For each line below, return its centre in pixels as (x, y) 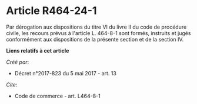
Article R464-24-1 (51, 11)
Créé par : (18, 62)
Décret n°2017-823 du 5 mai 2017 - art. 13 (65, 73)
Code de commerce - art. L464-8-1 (58, 96)
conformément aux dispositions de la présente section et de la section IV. (95, 39)
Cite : (12, 84)
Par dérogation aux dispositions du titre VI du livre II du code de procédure (96, 27)
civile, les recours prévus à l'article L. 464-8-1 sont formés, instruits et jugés (98, 33)
